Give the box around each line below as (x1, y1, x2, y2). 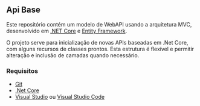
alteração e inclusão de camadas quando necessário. (6, 51, 140, 59)
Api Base (6, 5, 40, 15)
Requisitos (6, 66, 38, 75)
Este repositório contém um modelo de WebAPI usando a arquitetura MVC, (6, 20, 192, 28)
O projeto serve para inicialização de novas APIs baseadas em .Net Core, (6, 39, 189, 46)
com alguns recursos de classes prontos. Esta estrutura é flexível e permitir (6, 45, 195, 52)
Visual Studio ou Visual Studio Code (15, 93, 105, 101)
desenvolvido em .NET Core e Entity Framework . (6, 27, 127, 34)
